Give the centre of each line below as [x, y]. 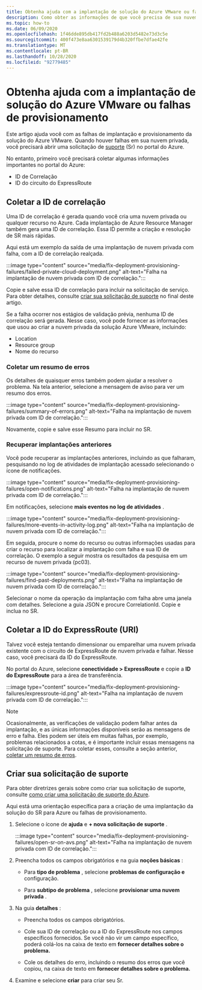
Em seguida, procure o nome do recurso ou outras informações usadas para [101, 543]
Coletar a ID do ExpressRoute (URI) [73, 630]
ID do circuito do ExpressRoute [53, 183]
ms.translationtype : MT [36, 46]
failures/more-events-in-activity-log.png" [58, 525]
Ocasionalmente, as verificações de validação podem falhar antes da [92, 723]
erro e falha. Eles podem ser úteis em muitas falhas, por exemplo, [87, 735]
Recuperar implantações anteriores [59, 445]
